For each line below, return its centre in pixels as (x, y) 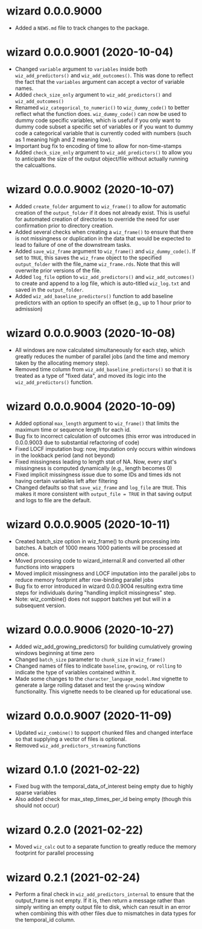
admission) (29, 308)
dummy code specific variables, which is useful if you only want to (98, 120)
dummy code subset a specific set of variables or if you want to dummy (104, 126)
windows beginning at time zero (55, 653)
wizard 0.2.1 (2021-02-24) (73, 877)
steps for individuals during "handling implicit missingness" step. (95, 592)
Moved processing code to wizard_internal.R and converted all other (100, 560)
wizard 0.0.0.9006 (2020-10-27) (90, 630)
